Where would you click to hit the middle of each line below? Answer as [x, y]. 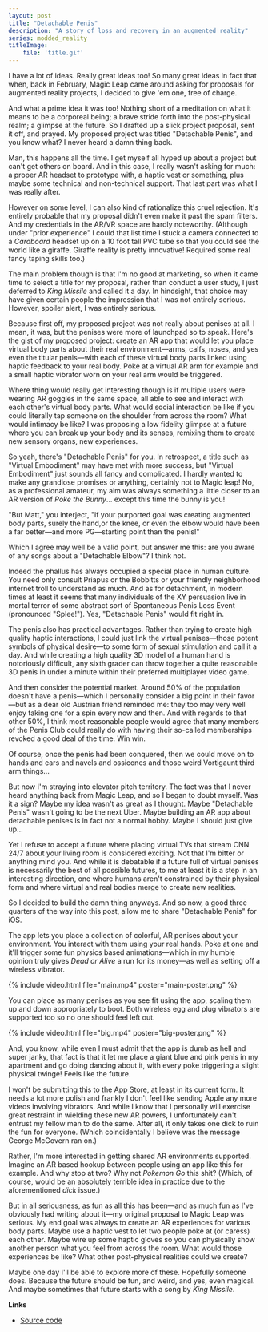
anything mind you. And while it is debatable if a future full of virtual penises [134, 861]
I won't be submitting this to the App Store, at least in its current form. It [126, 1089]
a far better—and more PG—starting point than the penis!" [104, 532]
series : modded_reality [48, 38]
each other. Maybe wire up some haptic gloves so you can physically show [132, 1239]
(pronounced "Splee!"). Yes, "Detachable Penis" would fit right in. [116, 614]
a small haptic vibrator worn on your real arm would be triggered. [116, 374]
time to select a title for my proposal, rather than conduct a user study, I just [133, 282]
